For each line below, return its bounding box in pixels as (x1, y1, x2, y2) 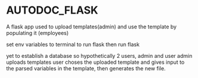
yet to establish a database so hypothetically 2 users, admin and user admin (6, 52, 193, 59)
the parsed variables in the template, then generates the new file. (6, 64, 166, 71)
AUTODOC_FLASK (6, 4, 99, 17)
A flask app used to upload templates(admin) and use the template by (6, 23, 177, 30)
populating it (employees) (6, 29, 69, 36)
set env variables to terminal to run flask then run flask (6, 41, 140, 48)
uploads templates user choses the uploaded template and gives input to (6, 58, 185, 66)
